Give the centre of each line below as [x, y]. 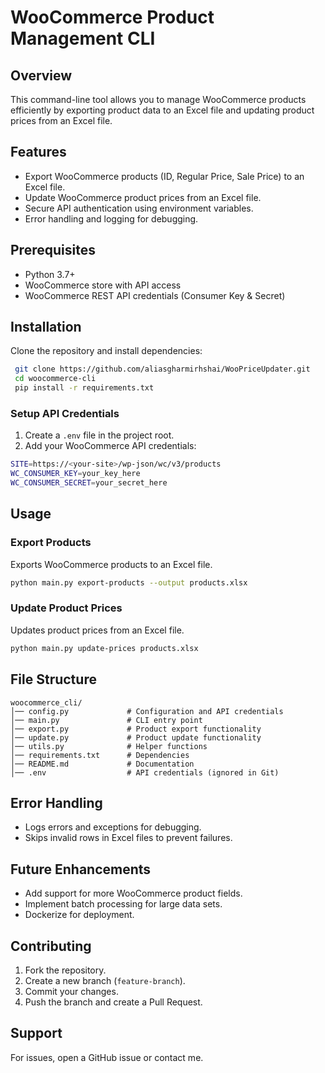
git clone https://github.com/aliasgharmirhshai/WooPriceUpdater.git [162, 369]
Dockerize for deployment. [79, 915]
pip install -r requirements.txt [84, 388]
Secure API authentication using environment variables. [139, 208]
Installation [46, 327]
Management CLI [83, 38]
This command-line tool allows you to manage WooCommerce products [158, 99]
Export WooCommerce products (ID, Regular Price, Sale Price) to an [164, 176]
